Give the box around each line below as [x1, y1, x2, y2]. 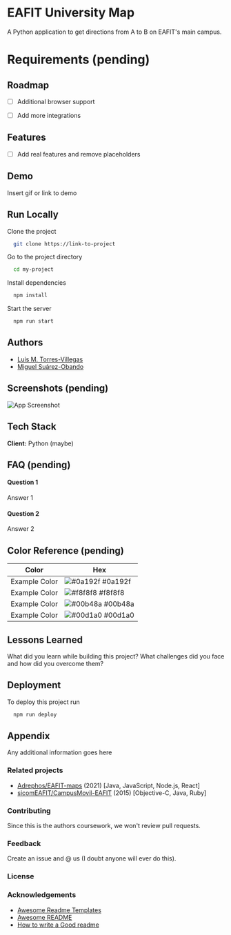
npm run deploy [13, 711, 57, 718]
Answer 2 [7, 525, 34, 533]
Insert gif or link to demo [7, 188, 77, 197]
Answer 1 [7, 494, 33, 502]
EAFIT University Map [7, 5, 135, 21]
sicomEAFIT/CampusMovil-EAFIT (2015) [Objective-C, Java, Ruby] [17, 788, 207, 797]
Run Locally [7, 209, 59, 221]
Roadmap [7, 79, 50, 91]
